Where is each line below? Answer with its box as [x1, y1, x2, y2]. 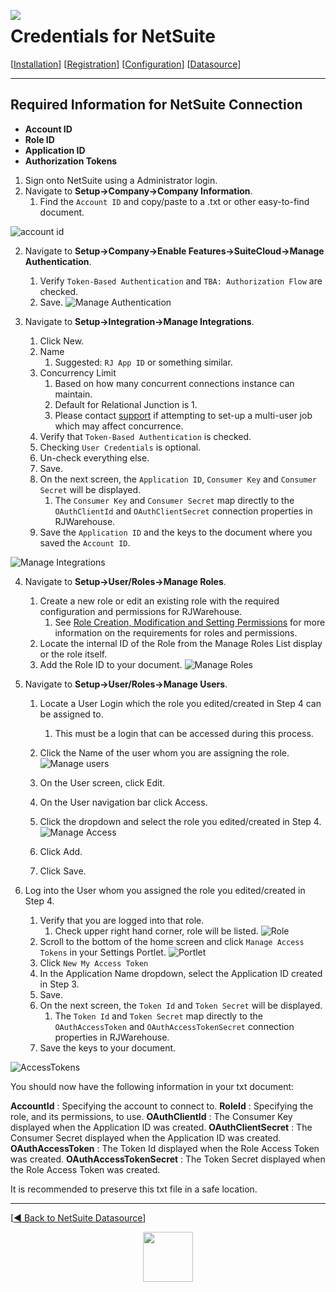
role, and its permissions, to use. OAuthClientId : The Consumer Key [10, 1110, 293, 1122]
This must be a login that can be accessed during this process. [54, 727, 314, 739]
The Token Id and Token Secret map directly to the [54, 1010, 263, 1022]
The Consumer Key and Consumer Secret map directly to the [54, 494, 295, 506]
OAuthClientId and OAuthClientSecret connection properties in [54, 505, 313, 517]
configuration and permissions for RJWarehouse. [39, 605, 243, 617]
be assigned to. [39, 708, 104, 720]
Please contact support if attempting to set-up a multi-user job [54, 409, 313, 421]
